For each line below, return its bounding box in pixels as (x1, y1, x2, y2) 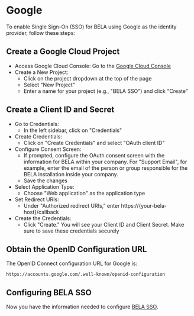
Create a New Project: (14, 69, 69, 76)
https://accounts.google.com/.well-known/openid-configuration (6, 272, 166, 278)
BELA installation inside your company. (23, 170, 118, 178)
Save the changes (23, 177, 68, 184)
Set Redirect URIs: (14, 196, 59, 203)
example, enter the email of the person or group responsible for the (23, 164, 188, 172)
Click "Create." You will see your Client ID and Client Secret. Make (23, 221, 185, 228)
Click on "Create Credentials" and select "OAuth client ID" (23, 139, 165, 146)
